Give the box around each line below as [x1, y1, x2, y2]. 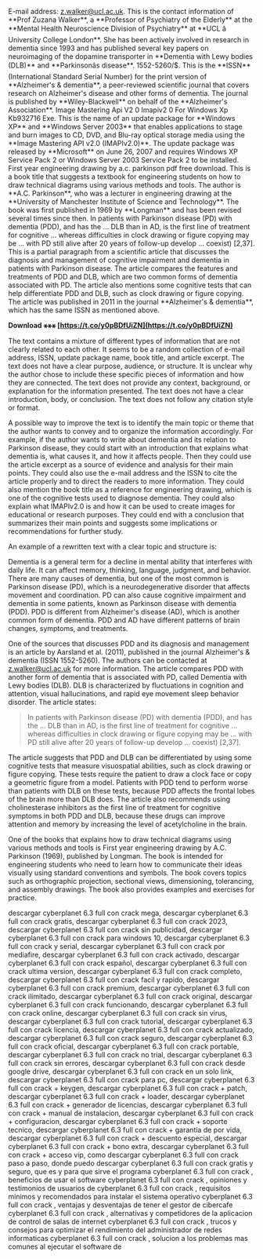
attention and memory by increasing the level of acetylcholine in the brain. [8, 819, 248, 829]
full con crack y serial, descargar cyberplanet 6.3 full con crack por [8, 942, 225, 951]
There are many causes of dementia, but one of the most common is [8, 574, 229, 583]
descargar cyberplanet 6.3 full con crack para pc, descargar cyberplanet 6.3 [8, 1075, 255, 1084]
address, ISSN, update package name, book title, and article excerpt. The [8, 353, 245, 362]
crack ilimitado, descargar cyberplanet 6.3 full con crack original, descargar [8, 992, 253, 1001]
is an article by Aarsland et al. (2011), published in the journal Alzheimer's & [8, 648, 250, 656]
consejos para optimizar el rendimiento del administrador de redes [8, 1225, 223, 1235]
